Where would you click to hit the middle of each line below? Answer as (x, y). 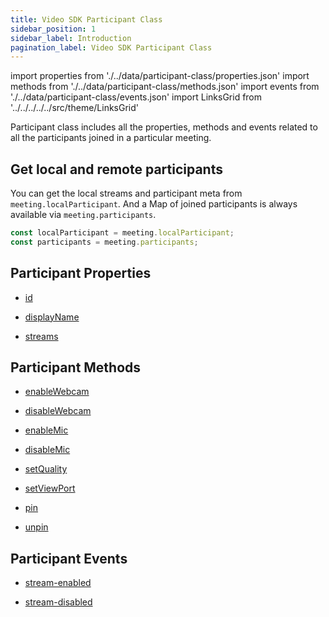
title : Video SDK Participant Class (86, 19)
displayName (52, 317)
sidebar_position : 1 (53, 29)
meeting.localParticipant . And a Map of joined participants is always (154, 204)
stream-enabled (58, 583)
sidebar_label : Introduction (71, 38)
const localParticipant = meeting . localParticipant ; (122, 233)
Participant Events (69, 558)
